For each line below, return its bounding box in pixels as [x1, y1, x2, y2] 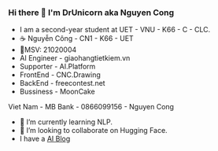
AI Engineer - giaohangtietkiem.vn [19, 53, 131, 63]
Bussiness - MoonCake [19, 87, 96, 97]
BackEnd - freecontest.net [19, 79, 105, 88]
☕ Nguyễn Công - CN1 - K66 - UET [19, 34, 134, 43]
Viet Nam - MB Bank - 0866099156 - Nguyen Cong [8, 102, 175, 112]
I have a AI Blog [19, 134, 71, 144]
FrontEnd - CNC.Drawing [19, 70, 101, 79]
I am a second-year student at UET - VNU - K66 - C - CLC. [19, 25, 211, 35]
